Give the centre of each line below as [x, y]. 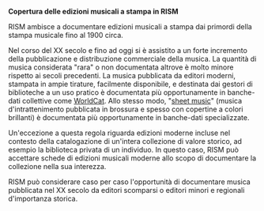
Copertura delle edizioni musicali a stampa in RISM [93, 11]
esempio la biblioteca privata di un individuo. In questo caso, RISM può [124, 150]
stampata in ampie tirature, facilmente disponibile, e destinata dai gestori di [130, 84]
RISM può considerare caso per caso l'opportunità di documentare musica [129, 182]
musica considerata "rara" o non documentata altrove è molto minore [121, 67]
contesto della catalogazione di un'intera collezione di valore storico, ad [125, 141]
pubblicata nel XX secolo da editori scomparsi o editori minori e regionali [126, 190]
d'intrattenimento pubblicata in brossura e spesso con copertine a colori [126, 109]
